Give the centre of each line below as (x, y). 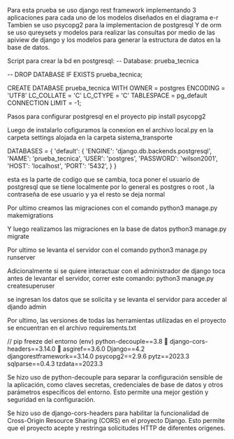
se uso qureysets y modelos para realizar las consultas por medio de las (111, 32)
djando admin (27, 307)
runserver (21, 257)
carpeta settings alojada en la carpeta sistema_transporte (90, 137)
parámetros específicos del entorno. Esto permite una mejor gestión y (108, 392)
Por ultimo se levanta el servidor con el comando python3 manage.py (107, 250)
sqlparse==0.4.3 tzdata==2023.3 (55, 364)
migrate (18, 236)
